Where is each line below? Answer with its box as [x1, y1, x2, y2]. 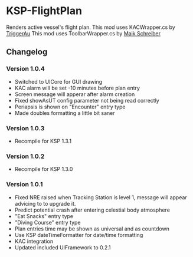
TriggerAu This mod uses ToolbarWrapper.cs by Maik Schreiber [6, 29, 161, 37]
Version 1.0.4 [6, 65, 45, 73]
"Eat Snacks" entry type [14, 212, 74, 219]
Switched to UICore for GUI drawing [14, 78, 103, 85]
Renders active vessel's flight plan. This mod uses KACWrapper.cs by [6, 24, 175, 31]
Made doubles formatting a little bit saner [14, 109, 115, 116]
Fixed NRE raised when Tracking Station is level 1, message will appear [14, 193, 187, 201]
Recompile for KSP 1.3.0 [14, 166, 73, 173]
